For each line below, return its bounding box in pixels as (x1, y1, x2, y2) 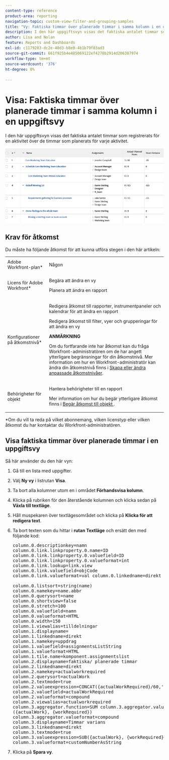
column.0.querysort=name (12, 593, 74, 598)
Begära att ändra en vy (49, 277, 97, 283)
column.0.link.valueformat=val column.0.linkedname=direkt (12, 573, 161, 578)
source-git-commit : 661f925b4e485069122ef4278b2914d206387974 (5, 50, 138, 56)
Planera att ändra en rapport (49, 287, 108, 293)
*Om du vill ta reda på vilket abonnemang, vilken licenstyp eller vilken (5, 417, 150, 423)
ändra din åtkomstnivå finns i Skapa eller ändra (49, 365, 146, 371)
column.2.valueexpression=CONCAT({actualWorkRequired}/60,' (12, 684, 164, 689)
